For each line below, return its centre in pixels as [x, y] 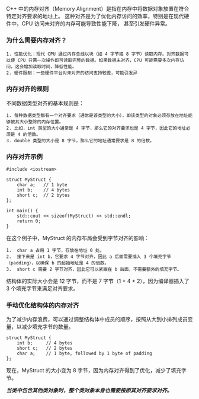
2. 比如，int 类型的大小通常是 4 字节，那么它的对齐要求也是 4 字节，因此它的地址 [96, 128]
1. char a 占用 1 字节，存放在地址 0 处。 [55, 250]
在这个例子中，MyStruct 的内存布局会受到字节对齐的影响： [78, 238]
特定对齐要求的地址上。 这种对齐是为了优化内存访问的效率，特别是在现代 [95, 16]
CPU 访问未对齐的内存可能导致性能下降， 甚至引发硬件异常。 [96, 23]
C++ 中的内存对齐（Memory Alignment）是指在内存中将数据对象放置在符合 [98, 9]
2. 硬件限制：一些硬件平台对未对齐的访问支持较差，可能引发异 [72, 73]
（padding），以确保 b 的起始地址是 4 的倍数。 [58, 263]
